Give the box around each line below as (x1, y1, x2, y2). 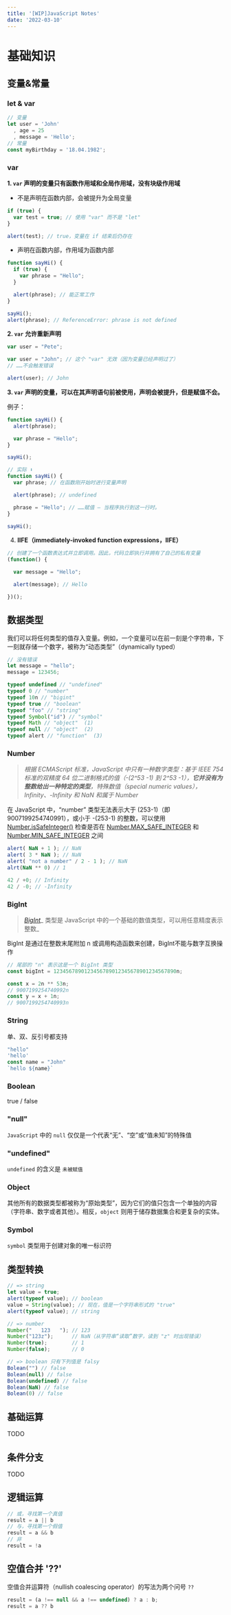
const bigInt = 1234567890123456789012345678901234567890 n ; (7, 968, 184, 975)
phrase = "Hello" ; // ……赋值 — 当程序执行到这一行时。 (13, 503, 160, 511)
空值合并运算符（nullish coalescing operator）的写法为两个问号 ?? (7, 1583, 195, 1591)
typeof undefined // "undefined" (7, 682, 103, 689)
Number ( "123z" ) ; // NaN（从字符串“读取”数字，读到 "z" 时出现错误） (7, 1333, 204, 1340)
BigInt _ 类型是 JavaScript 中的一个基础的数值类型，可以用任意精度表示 (23, 915, 223, 924)
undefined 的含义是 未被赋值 (7, 1164, 83, 1173)
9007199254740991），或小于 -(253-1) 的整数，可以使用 (7, 814, 166, 823)
